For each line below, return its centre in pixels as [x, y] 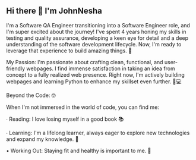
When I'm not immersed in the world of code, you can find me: [83, 107]
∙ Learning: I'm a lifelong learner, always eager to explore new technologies [98, 133]
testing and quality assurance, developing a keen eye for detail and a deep [97, 38]
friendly [16, 68]
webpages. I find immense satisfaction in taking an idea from [101, 68]
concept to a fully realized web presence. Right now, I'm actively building [96, 74]
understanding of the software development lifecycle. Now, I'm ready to [94, 44]
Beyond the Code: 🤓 [31, 95]
